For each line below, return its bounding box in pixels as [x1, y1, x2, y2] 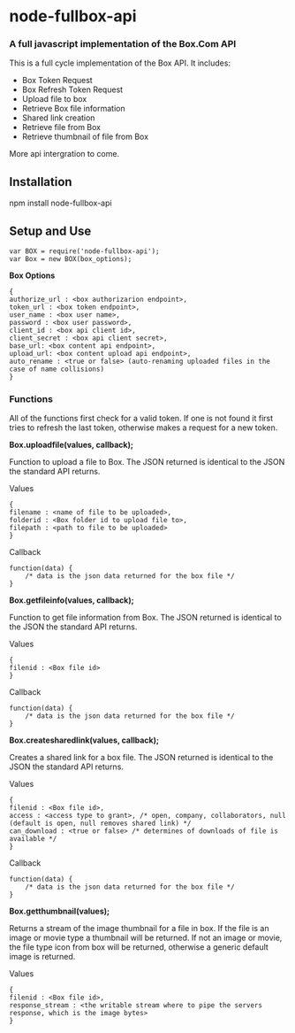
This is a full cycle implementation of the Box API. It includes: [9, 58, 231, 68]
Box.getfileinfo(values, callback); [9, 595, 134, 605]
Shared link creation [21, 112, 95, 123]
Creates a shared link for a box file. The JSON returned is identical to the [9, 752, 274, 763]
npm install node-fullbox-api [9, 197, 112, 209]
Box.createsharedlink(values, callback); [9, 735, 160, 745]
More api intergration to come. [9, 149, 120, 159]
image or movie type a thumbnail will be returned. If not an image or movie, [9, 932, 283, 944]
